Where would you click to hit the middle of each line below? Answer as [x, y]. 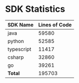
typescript [20, 49]
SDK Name [20, 25]
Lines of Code [55, 25]
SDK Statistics [35, 9]
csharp [16, 57]
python [16, 41]
